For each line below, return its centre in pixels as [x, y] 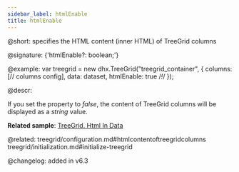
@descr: [20, 90]
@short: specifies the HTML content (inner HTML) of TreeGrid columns [112, 41]
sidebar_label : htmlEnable [47, 14]
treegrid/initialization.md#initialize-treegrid [70, 146]
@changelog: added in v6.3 [48, 161]
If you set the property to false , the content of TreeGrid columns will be [112, 103]
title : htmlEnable [35, 21]
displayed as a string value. [47, 111]
